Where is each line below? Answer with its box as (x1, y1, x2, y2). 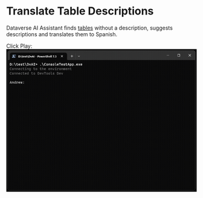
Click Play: (6, 42, 33, 49)
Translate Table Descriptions (6, 4, 154, 18)
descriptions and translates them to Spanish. (6, 30, 118, 37)
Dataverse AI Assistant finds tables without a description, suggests (6, 24, 173, 31)
